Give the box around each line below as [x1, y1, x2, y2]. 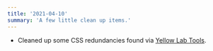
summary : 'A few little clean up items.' [7, 17, 132, 24]
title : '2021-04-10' [7, 10, 69, 17]
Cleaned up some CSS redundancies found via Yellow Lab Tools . [17, 36, 207, 44]
